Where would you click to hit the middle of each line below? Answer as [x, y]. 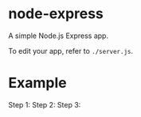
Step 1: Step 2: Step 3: [45, 104]
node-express [56, 14]
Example [37, 83]
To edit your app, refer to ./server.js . [71, 51]
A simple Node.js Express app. [59, 36]
